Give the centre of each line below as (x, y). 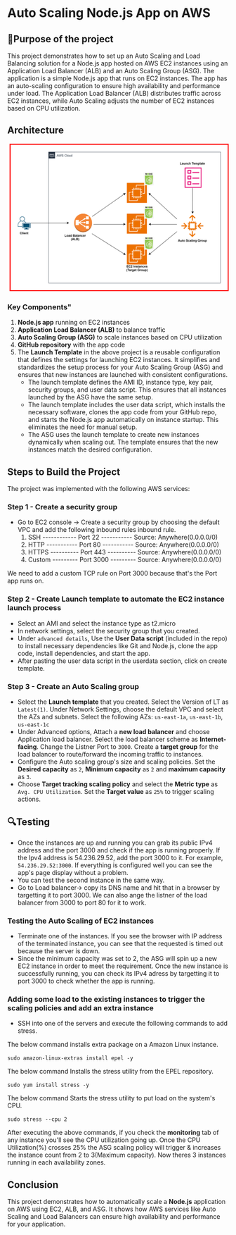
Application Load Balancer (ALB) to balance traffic (92, 330)
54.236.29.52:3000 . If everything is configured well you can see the (115, 865)
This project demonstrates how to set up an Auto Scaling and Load (104, 56)
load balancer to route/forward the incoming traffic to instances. (110, 754)
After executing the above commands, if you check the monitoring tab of (113, 1133)
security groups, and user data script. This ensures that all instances (127, 390)
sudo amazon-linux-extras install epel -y (70, 1058)
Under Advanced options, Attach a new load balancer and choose (113, 731)
